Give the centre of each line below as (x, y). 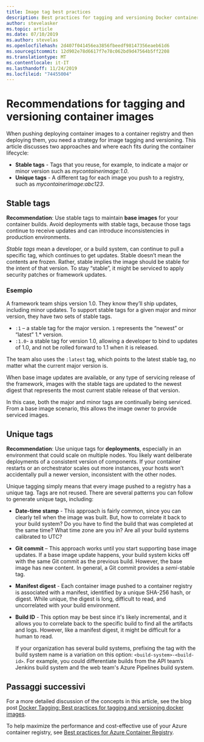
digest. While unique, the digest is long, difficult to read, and (90, 599)
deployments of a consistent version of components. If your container (93, 462)
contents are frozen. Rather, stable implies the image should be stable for (98, 262)
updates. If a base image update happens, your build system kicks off (102, 555)
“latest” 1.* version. (39, 335)
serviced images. (28, 415)
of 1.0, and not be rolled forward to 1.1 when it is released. (87, 348)
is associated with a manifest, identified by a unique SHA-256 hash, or (103, 593)
